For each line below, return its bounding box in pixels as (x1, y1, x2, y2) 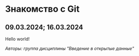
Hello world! (5, 36, 30, 42)
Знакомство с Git (5, 3, 80, 15)
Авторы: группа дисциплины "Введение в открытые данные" (5, 46, 135, 51)
